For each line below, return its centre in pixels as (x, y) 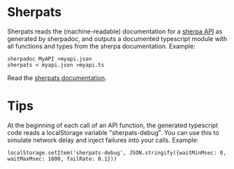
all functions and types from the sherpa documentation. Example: (101, 46)
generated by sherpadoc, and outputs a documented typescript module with (117, 38)
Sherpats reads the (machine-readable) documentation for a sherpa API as (115, 31)
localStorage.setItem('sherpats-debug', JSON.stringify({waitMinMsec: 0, (117, 153)
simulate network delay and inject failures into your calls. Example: (103, 140)
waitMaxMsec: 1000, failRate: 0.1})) (62, 159)
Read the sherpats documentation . (57, 78)
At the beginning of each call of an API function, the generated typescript (113, 125)
